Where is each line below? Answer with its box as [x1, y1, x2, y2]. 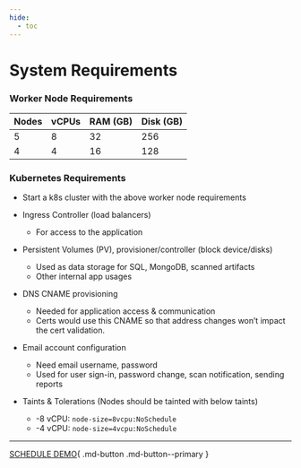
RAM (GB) [89, 115, 133, 127]
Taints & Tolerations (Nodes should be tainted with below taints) [21, 396, 258, 407]
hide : [9, 13, 30, 22]
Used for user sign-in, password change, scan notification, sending [35, 369, 285, 380]
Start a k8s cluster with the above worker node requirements [21, 192, 246, 203]
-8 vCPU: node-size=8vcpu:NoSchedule [35, 413, 177, 424]
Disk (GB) [141, 115, 184, 127]
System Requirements [9, 60, 177, 81]
